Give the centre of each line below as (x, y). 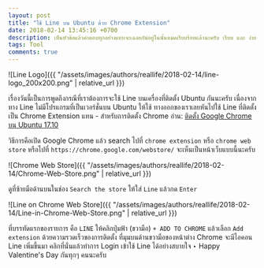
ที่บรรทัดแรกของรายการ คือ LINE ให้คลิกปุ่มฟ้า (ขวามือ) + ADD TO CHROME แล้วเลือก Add (126, 228)
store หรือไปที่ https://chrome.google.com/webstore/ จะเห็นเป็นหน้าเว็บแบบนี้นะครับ (132, 149)
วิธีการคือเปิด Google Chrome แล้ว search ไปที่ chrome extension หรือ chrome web (130, 140)
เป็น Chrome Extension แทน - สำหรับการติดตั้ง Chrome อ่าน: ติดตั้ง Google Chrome (130, 116)
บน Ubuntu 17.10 (33, 125)
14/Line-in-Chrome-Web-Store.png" (67, 213)
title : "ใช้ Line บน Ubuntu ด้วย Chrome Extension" (89, 23)
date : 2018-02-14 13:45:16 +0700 (63, 30)
